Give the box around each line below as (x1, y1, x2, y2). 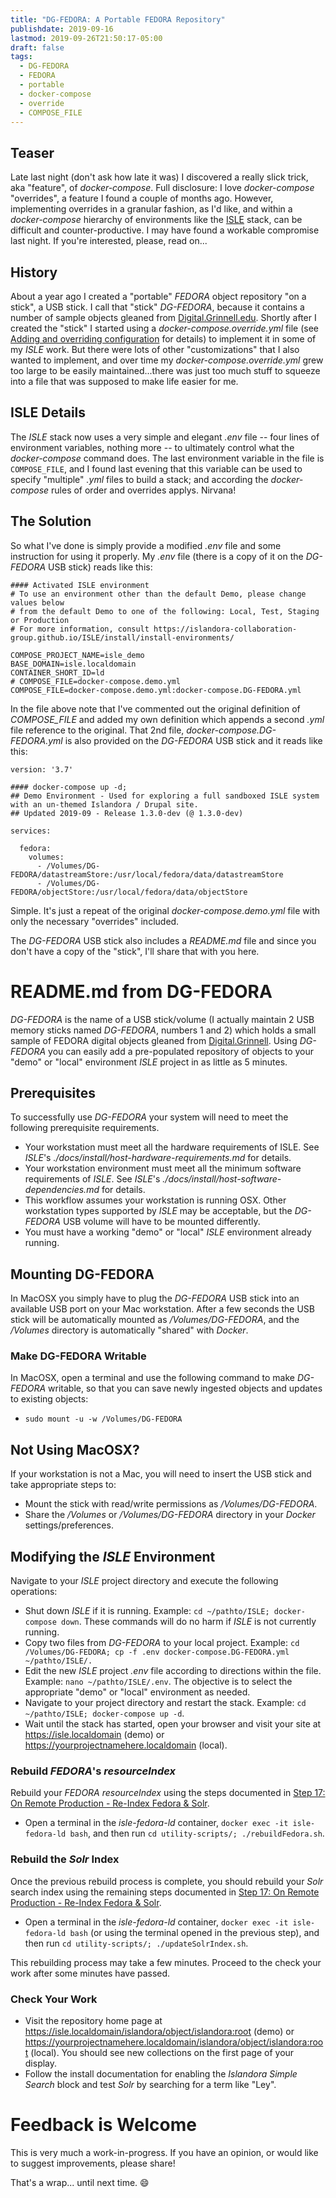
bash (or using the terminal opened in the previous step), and (69, 1926, 320, 1938)
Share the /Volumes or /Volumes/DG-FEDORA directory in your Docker (24, 1509, 316, 1521)
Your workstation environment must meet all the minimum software (24, 1162, 302, 1175)
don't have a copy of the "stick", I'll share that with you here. (10, 945, 260, 957)
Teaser (10, 144, 55, 161)
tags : (10, 52, 33, 62)
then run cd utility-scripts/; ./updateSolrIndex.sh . (24, 1937, 249, 1949)
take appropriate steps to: (10, 1479, 117, 1491)
